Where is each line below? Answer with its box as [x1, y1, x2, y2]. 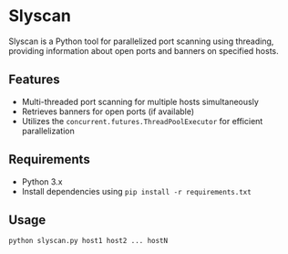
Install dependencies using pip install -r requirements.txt [21, 185, 252, 196]
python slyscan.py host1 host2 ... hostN [8, 237, 169, 246]
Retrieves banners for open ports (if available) [21, 106, 195, 117]
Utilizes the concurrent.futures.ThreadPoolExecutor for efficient [21, 115, 263, 126]
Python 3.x [21, 175, 63, 187]
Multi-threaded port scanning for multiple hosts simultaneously [21, 96, 259, 107]
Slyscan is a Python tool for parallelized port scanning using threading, [8, 36, 274, 47]
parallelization [21, 125, 75, 136]
